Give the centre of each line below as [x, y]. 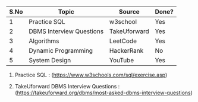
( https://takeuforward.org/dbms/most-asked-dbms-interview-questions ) [104, 93]
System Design [50, 60]
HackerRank [126, 51]
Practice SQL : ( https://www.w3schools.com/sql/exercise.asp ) [91, 75]
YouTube [122, 60]
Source [129, 12]
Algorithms [44, 41]
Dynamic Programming [61, 51]
